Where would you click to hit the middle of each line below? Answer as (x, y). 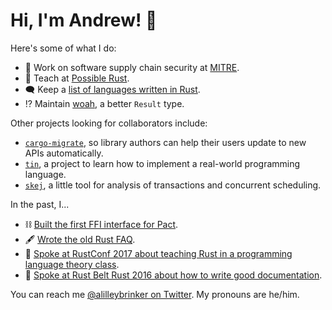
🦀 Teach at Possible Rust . (77, 78)
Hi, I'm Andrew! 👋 (84, 20)
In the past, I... (40, 204)
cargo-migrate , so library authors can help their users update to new (165, 142)
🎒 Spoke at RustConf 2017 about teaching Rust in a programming (158, 253)
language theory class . (72, 264)
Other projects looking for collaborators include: (109, 123)
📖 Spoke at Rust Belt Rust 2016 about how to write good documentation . (173, 275)
